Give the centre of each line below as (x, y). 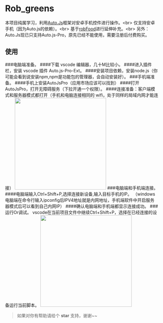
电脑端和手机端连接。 (136, 188)
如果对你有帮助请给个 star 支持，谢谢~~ (57, 315)
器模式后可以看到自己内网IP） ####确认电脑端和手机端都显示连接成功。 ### (81, 206)
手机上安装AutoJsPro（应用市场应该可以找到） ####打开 (82, 83)
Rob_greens (30, 9)
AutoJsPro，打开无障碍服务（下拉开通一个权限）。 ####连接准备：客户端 (78, 89)
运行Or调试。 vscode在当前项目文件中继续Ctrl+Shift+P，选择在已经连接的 (79, 212)
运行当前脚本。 (24, 305)
